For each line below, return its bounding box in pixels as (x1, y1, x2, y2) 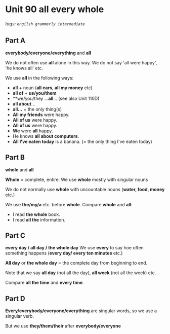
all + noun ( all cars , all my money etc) (12, 85, 93, 91)
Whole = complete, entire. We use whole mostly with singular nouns (5, 176, 148, 182)
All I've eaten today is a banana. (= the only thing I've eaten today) (12, 138, 153, 144)
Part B (5, 153, 25, 162)
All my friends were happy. (12, 112, 70, 118)
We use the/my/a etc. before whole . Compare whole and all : (5, 201, 133, 207)
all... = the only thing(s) (12, 106, 62, 112)
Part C (5, 232, 25, 240)
